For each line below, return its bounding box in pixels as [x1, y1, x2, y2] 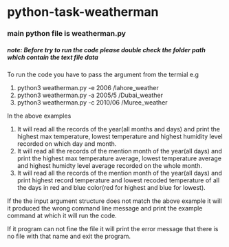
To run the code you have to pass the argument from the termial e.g [7, 70, 199, 79]
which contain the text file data [7, 53, 98, 61]
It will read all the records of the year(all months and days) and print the [17, 125, 220, 133]
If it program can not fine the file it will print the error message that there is [7, 225, 219, 233]
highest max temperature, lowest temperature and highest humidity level [17, 132, 223, 141]
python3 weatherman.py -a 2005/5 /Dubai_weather [17, 91, 164, 100]
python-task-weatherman [7, 4, 159, 20]
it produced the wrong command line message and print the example [7, 204, 203, 213]
